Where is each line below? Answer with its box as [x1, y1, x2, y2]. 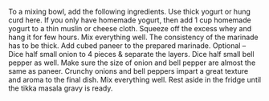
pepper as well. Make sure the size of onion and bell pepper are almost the [8, 58, 256, 67]
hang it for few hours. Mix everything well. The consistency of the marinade [8, 32, 259, 42]
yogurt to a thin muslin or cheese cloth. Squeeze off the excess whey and [8, 24, 251, 33]
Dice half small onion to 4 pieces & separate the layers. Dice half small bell [8, 50, 255, 59]
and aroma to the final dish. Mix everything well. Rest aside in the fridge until [8, 75, 262, 84]
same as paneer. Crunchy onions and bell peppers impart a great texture [8, 67, 249, 75]
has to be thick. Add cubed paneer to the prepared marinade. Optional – [8, 41, 247, 50]
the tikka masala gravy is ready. [8, 83, 113, 93]
